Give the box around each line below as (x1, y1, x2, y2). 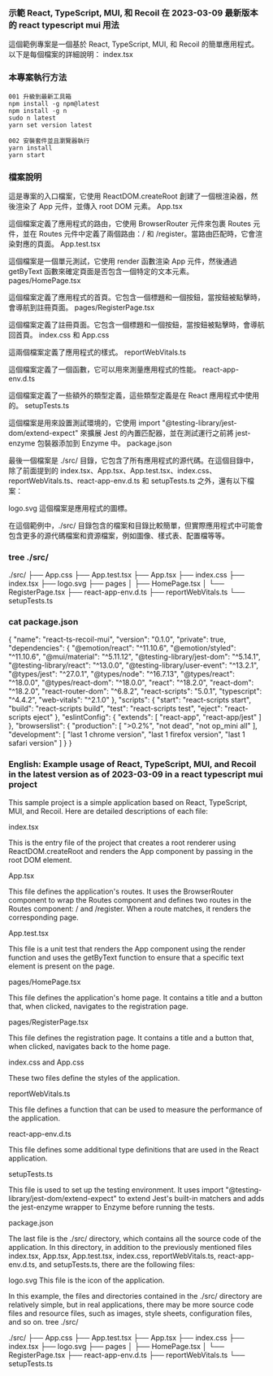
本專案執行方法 (8, 72, 67, 83)
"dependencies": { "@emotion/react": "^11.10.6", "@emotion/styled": (8, 643, 236, 653)
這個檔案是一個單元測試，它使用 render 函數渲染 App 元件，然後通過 (8, 256, 238, 266)
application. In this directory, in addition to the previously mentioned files (8, 1242, 252, 1252)
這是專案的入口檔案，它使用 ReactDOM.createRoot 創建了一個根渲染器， (8, 191, 251, 201)
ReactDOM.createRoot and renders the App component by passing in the (8, 846, 253, 856)
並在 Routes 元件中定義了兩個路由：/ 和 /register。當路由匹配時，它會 (22, 229, 256, 238)
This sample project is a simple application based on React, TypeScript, (8, 797, 248, 807)
